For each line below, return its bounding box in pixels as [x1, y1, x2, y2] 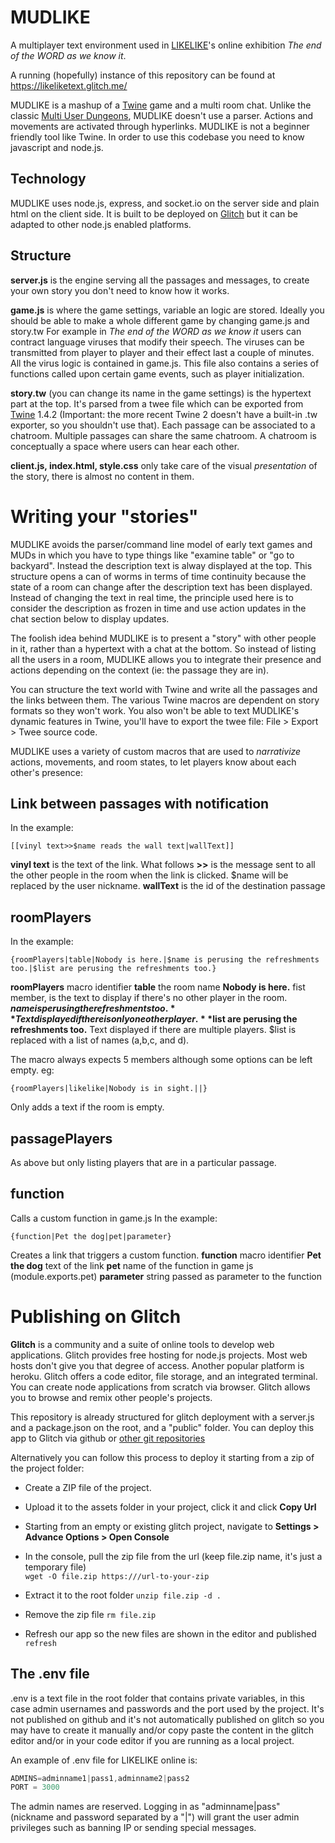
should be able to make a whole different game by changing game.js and [10, 314, 310, 326]
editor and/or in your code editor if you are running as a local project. [10, 1734, 295, 1746]
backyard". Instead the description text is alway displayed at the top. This [10, 559, 313, 571]
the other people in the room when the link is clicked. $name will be [10, 869, 289, 881]
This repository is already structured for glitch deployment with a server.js [10, 1411, 315, 1423]
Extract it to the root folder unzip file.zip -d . [24, 1589, 222, 1601]
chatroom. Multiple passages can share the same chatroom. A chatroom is [10, 429, 317, 441]
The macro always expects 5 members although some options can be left [10, 1054, 313, 1066]
